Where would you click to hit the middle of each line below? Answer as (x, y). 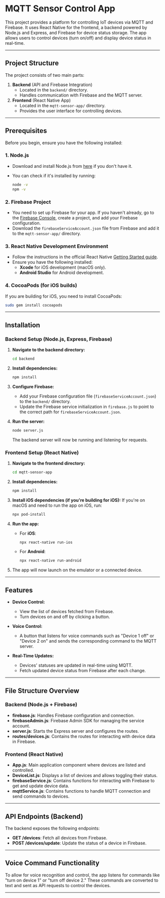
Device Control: (28, 602)
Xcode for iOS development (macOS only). (63, 267)
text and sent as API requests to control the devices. (58, 885)
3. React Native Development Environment (57, 246)
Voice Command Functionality (52, 863)
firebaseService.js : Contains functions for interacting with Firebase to (83, 781)
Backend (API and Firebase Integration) (52, 85)
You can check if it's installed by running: (54, 176)
